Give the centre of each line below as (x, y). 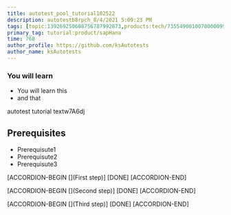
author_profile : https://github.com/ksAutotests (78, 45)
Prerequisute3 (37, 164)
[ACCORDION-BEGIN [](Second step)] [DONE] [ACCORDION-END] (101, 190)
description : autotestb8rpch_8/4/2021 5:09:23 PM (80, 20)
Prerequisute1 (36, 149)
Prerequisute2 (37, 157)
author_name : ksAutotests (44, 52)
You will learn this (42, 91)
